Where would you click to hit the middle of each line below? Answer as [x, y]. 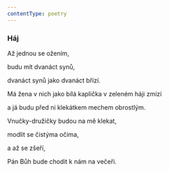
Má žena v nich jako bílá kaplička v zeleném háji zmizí [84, 94]
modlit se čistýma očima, [43, 134]
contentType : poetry [37, 14]
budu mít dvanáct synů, [41, 66]
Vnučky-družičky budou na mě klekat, [62, 121]
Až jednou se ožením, [38, 53]
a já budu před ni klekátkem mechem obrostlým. [76, 107]
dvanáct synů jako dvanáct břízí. [54, 80]
